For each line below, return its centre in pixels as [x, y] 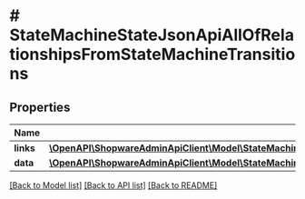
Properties [40, 107]
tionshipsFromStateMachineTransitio [152, 55]
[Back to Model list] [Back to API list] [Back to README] [113, 185]
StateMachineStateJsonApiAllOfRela [152, 35]
